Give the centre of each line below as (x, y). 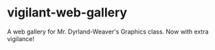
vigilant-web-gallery (67, 13)
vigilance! (21, 38)
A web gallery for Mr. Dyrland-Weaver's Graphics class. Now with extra (108, 32)
